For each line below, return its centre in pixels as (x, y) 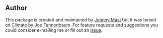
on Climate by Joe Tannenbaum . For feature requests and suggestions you (81, 25)
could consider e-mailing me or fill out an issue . (54, 30)
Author (16, 8)
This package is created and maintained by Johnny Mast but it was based (81, 19)
